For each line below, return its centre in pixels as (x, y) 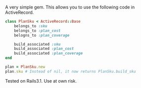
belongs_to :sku (31, 26)
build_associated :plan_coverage (48, 53)
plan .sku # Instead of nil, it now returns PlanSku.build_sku (70, 71)
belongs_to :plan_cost (37, 31)
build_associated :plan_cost (44, 49)
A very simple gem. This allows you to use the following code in (70, 7)
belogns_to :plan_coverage (42, 35)
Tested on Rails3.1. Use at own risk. (41, 81)
